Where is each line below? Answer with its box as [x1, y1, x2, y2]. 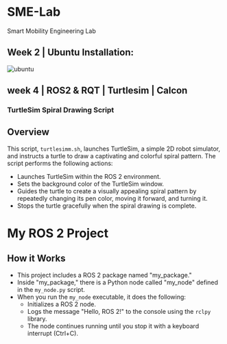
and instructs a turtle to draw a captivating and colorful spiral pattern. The [7, 151, 216, 160]
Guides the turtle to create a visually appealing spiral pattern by [16, 186, 197, 195]
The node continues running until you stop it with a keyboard [27, 321, 200, 330]
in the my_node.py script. [16, 285, 86, 293]
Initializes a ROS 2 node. [27, 299, 96, 308]
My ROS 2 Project [7, 225, 109, 241]
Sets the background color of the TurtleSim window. [16, 180, 165, 188]
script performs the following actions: [7, 159, 113, 167]
